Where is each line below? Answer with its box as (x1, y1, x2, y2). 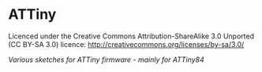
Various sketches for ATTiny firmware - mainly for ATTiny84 (8, 55, 205, 64)
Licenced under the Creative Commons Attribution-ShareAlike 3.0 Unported (8, 31, 255, 41)
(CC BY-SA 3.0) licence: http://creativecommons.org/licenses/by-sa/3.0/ (8, 39, 245, 49)
